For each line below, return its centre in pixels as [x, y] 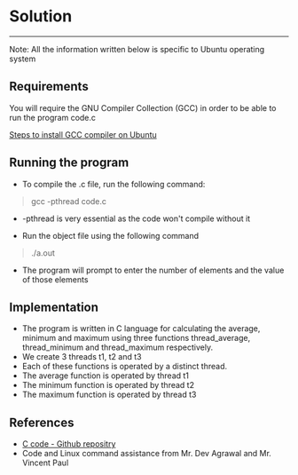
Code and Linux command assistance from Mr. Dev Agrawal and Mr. [147, 454]
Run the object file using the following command [110, 235]
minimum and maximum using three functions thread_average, [136, 338]
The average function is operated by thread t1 [105, 376]
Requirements [49, 87]
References [42, 422]
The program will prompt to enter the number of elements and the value [153, 270]
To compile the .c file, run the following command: [114, 184]
